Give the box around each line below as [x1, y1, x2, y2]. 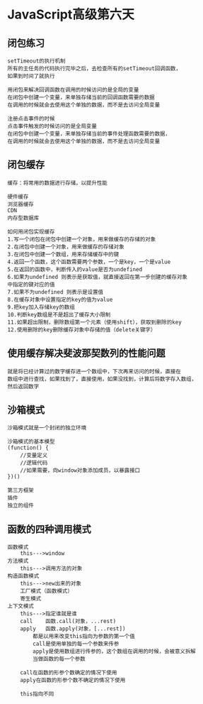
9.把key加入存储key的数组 [7, 303, 76, 311]
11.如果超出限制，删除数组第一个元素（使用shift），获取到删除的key [7, 319, 182, 326]
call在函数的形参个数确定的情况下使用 [20, 669, 117, 676]
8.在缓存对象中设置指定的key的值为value [7, 296, 113, 303]
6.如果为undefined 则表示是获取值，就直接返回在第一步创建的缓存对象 [7, 273, 187, 280]
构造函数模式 [7, 573, 40, 580]
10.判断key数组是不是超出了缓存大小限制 [7, 311, 111, 318]
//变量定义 [20, 452, 48, 459]
